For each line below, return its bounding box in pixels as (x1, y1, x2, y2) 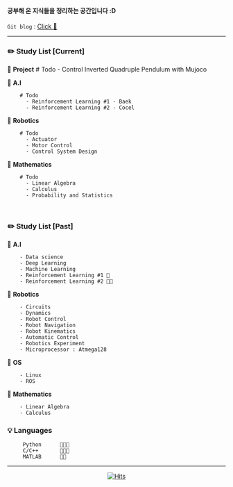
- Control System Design (25, 148, 98, 155)
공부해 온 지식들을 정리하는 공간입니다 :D (7, 6, 116, 15)
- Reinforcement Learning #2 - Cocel (25, 104, 135, 111)
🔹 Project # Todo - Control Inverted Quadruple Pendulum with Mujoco (7, 65, 207, 73)
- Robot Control (19, 315, 67, 322)
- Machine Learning (19, 265, 76, 272)
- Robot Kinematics (19, 327, 76, 335)
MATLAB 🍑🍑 (22, 454, 67, 461)
